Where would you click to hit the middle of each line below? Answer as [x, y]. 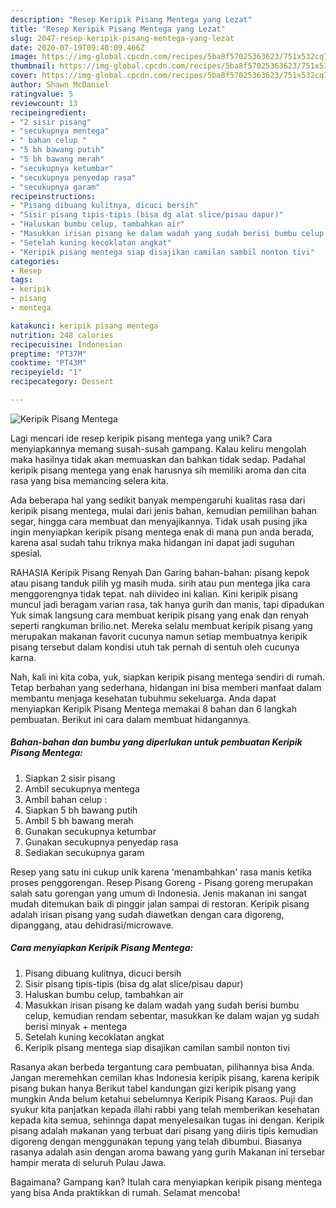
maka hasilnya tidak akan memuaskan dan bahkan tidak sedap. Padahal [158, 459]
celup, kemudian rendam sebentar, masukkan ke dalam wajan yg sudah [172, 1015]
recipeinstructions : [53, 196]
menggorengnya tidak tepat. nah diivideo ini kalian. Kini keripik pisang [154, 593]
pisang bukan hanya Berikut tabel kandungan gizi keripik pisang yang [153, 1088]
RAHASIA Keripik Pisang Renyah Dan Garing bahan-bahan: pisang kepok [160, 572]
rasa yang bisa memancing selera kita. [89, 480]
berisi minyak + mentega [75, 1026]
